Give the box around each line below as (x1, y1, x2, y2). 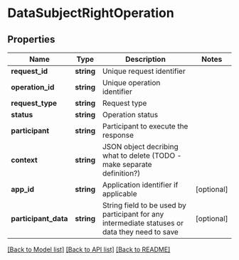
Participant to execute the (102, 121, 188, 131)
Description (125, 55, 166, 64)
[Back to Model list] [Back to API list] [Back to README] (7, 245, 171, 254)
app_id (11, 185, 34, 194)
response (102, 130, 134, 140)
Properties (7, 33, 55, 45)
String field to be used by (102, 200, 187, 210)
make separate (102, 160, 152, 169)
